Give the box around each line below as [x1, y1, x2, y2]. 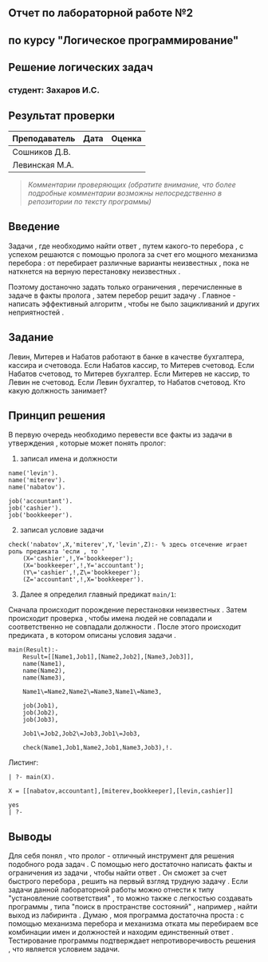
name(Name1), [22, 660, 66, 668]
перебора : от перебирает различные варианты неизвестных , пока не [8, 258, 250, 267]
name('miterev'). [8, 477, 66, 485]
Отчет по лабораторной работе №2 [8, 6, 194, 20]
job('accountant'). [8, 497, 73, 505]
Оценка [111, 133, 142, 144]
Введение [8, 220, 61, 234]
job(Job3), [22, 716, 59, 724]
